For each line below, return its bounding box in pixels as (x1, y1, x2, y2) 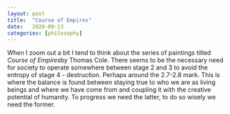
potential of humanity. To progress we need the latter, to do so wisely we (7, 93, 216, 101)
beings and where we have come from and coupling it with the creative (7, 85, 211, 94)
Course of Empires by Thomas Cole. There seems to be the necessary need (7, 56, 224, 65)
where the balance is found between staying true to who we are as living (7, 78, 216, 87)
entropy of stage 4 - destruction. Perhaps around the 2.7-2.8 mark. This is (7, 71, 220, 79)
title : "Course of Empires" (7, 17, 92, 24)
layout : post (7, 10, 45, 17)
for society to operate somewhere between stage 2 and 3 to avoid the (7, 63, 208, 72)
